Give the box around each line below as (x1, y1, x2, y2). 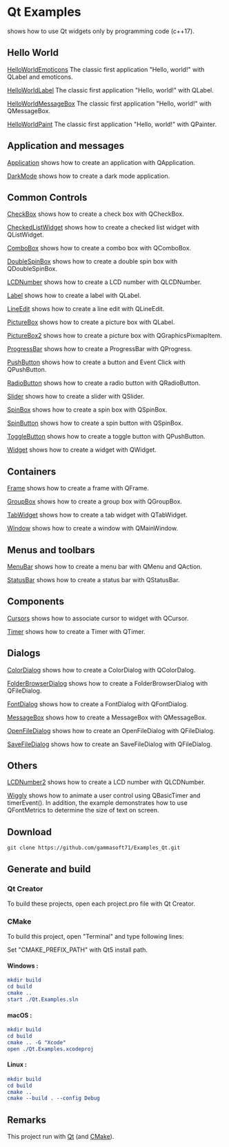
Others (7, 760, 38, 772)
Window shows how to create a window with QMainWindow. (7, 524, 178, 532)
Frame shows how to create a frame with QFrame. (7, 484, 150, 492)
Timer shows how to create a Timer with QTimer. (7, 627, 146, 635)
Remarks (7, 1114, 47, 1126)
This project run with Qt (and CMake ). (7, 1133, 114, 1141)
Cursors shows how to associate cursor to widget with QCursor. (7, 614, 189, 622)
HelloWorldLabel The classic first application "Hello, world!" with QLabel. (7, 86, 214, 94)
